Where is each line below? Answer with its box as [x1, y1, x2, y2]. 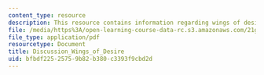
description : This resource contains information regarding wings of [8, 19, 241, 27]
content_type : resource [8, 11, 86, 20]
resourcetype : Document [8, 41, 86, 48]
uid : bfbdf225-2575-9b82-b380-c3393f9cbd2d [8, 55, 153, 63]
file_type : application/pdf [8, 33, 101, 41]
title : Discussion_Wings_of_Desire [8, 48, 125, 55]
